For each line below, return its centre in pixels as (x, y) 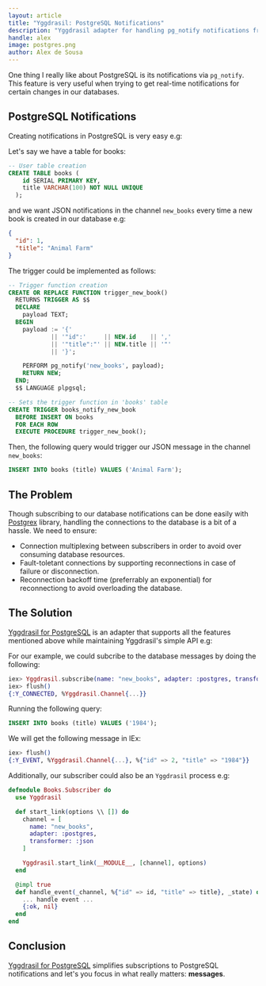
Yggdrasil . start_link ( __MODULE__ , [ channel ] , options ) (115, 863)
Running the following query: (55, 709)
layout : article (35, 15)
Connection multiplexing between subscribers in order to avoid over (130, 546)
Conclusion (37, 946)
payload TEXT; (46, 315)
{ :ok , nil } (40, 907)
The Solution (40, 613)
